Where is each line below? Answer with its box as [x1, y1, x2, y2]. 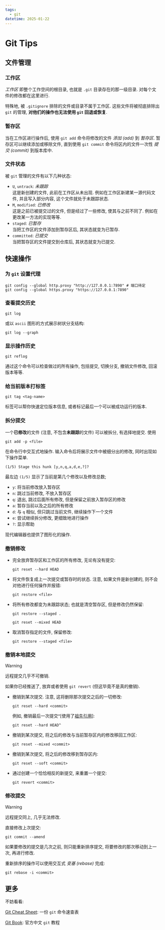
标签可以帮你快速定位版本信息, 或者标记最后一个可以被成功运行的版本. [5, 403, 147, 409]
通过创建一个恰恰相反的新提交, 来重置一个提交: [12, 770, 107, 776]
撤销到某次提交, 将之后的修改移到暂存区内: [12, 751, 99, 757]
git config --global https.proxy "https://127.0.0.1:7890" [5, 287, 129, 292]
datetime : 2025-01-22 [5, 16, 50, 21]
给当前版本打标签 [5, 383, 46, 390]
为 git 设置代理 [5, 270, 41, 277]
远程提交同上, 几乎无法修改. [5, 814, 61, 820]
